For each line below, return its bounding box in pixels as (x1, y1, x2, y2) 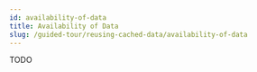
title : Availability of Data (9, 22, 119, 31)
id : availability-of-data (9, 13, 106, 22)
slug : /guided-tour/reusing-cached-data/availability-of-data (9, 30, 248, 39)
